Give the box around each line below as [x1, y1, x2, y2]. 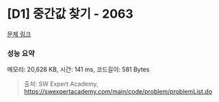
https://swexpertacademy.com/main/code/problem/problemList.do [23, 88, 213, 96]
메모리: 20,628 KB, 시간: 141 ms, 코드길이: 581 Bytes [7, 65, 150, 73]
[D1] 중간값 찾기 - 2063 [7, 6, 133, 22]
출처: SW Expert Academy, [23, 80, 99, 88]
